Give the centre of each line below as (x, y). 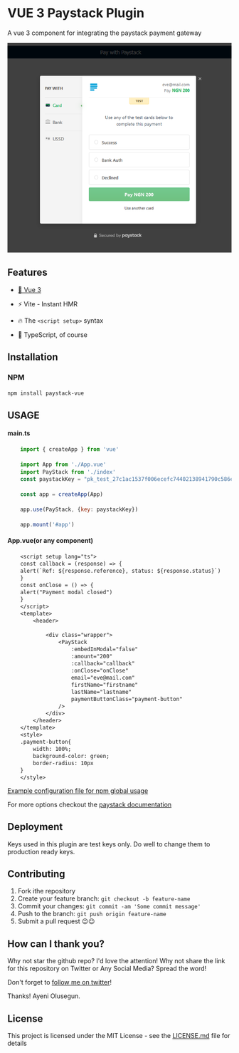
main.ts (19, 433)
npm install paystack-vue (46, 393)
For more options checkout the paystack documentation (90, 804)
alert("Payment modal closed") (67, 592)
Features (27, 273)
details (17, 1043)
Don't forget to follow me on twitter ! (60, 982)
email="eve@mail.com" (103, 678)
